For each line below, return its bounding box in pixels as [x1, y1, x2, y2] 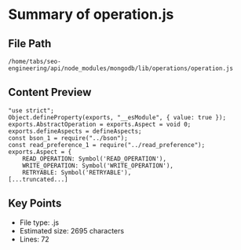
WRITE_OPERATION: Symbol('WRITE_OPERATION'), [22, 161, 174, 170]
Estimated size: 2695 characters [19, 226, 124, 235]
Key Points [8, 197, 62, 210]
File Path [8, 37, 52, 50]
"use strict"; [8, 106, 55, 115]
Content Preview [8, 86, 92, 99]
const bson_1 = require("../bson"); [8, 134, 128, 142]
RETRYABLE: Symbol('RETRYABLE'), [22, 168, 132, 176]
